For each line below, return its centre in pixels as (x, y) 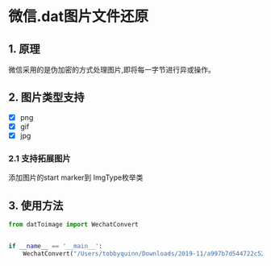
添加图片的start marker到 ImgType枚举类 (76, 177)
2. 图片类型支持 (46, 98)
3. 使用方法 (36, 205)
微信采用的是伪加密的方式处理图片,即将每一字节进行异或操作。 (112, 70)
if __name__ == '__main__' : (56, 246)
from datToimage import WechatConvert (73, 225)
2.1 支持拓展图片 (40, 158)
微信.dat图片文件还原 (79, 17)
